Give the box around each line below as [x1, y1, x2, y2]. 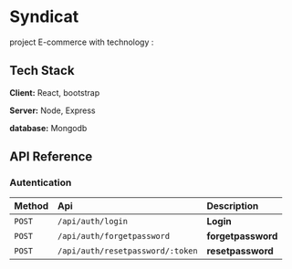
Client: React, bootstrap [9, 87, 100, 98]
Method [14, 200, 49, 212]
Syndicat [9, 6, 79, 27]
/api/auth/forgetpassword [57, 231, 171, 242]
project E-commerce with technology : [9, 36, 154, 47]
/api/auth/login [57, 216, 128, 227]
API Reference [9, 149, 93, 165]
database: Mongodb [9, 122, 88, 133]
